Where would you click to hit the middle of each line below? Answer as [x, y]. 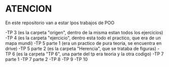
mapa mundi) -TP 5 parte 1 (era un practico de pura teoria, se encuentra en [83, 43]
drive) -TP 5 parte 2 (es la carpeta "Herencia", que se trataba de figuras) [81, 48]
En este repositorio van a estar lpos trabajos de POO [60, 23]
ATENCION [29, 9]
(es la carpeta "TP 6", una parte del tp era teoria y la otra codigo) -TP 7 [90, 54]
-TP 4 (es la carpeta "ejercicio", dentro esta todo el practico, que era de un [83, 38]
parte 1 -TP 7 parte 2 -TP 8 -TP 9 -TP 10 [47, 59]
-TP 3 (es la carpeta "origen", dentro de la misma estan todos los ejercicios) [84, 32]
